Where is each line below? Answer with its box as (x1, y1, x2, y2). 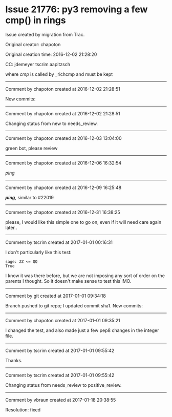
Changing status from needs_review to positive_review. (5, 382, 122, 388)
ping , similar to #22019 (5, 194, 54, 200)
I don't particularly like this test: (5, 249, 72, 255)
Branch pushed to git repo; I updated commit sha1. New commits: (5, 302, 143, 308)
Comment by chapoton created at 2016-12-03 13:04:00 (5, 135, 122, 141)
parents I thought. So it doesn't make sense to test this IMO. (5, 278, 132, 284)
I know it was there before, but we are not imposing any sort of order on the (5, 273, 165, 279)
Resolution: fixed (5, 406, 41, 413)
